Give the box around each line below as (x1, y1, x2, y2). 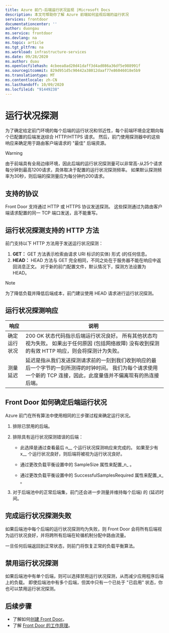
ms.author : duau (5, 59, 39, 64)
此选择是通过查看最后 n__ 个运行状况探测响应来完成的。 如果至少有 (20, 444, 158, 450)
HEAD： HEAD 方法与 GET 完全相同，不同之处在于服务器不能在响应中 (12, 257, 157, 263)
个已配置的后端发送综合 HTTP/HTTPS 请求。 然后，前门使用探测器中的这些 (5, 134, 160, 140)
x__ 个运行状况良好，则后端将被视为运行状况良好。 (20, 450, 125, 457)
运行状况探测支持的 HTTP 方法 (5, 226, 100, 234)
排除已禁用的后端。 (12, 423, 53, 429)
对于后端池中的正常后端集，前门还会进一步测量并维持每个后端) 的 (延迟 (12, 489, 159, 495)
